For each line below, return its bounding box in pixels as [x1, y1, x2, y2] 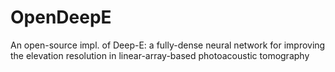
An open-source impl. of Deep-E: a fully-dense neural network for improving [10, 39, 326, 51]
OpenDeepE [10, 6, 112, 29]
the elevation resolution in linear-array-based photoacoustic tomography [10, 49, 310, 61]
